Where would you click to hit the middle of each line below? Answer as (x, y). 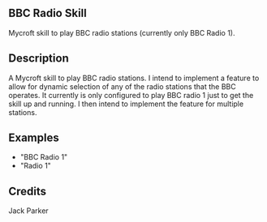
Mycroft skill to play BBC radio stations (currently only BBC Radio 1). (122, 32)
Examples (34, 138)
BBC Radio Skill (47, 13)
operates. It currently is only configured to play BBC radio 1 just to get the (131, 95)
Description (39, 59)
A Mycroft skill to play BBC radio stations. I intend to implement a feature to (134, 78)
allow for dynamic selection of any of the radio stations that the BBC (123, 86)
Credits (28, 191)
